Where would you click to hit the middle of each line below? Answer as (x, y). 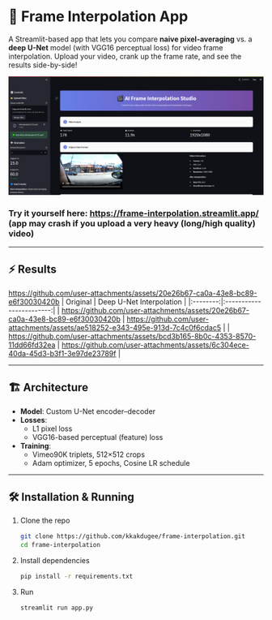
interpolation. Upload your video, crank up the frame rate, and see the (125, 56)
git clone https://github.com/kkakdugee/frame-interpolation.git (132, 536)
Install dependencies (55, 561)
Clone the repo (45, 521)
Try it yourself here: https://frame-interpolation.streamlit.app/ (134, 213)
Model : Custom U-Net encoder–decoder (88, 411)
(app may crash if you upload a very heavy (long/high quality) (132, 223)
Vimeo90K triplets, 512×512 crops (89, 454)
